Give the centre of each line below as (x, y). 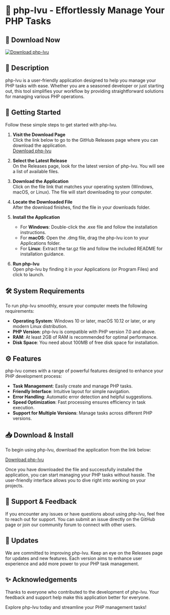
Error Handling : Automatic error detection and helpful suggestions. (82, 397)
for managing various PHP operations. (45, 96)
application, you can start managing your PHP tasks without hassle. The (80, 475)
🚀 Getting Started (33, 112)
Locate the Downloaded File (42, 202)
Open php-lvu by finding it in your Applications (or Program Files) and (85, 269)
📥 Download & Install (39, 435)
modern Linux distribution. (40, 327)
